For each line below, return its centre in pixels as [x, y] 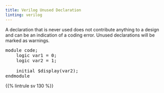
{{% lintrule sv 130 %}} [29, 86]
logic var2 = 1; [37, 60]
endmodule [17, 76]
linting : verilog [24, 15]
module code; [22, 50]
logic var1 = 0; [37, 55]
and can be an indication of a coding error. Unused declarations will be [80, 35]
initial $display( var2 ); [47, 71]
